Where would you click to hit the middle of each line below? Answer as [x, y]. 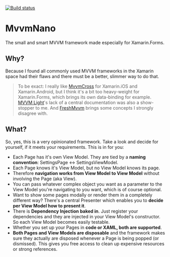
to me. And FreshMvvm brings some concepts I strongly [94, 108]
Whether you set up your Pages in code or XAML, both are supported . [87, 227]
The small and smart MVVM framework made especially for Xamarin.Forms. [85, 42]
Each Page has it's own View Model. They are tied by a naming [79, 157]
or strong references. [35, 249]
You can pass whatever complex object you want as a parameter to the [87, 184]
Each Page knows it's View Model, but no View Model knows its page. [86, 168]
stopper [26, 108]
